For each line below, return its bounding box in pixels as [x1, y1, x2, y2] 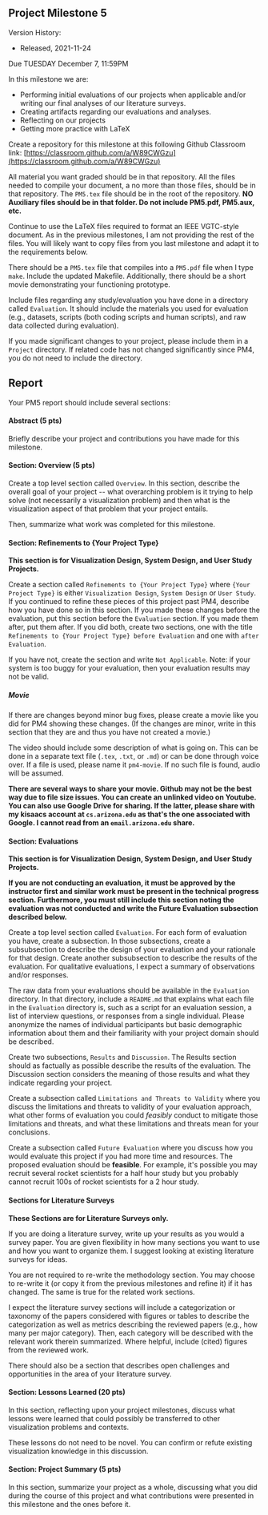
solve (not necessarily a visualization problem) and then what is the [8, 496, 230, 506]
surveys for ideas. [8, 1254, 68, 1264]
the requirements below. [8, 247, 88, 256]
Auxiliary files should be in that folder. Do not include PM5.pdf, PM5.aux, [8, 197, 255, 207]
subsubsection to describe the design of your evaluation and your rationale [8, 945, 256, 954]
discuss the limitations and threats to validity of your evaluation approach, [8, 1102, 252, 1112]
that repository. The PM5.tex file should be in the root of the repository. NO [8, 188, 254, 199]
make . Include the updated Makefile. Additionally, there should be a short [8, 271, 246, 280]
